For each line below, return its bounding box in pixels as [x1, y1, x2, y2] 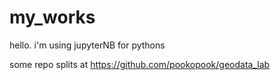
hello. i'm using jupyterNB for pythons [9, 39, 166, 51]
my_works [9, 6, 96, 29]
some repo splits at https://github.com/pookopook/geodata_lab [9, 58, 271, 70]
